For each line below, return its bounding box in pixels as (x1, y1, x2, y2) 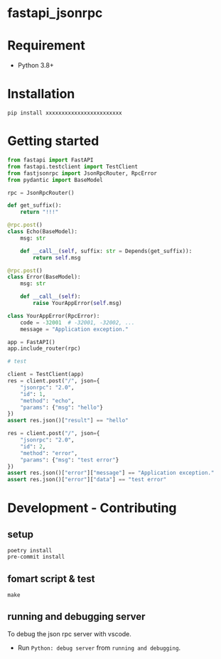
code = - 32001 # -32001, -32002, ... (20, 318, 135, 326)
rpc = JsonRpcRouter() (7, 189, 75, 196)
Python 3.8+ (17, 61, 55, 70)
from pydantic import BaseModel (7, 176, 103, 183)
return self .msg (33, 254, 81, 261)
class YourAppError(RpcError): (7, 312, 100, 319)
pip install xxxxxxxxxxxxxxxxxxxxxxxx (7, 109, 122, 117)
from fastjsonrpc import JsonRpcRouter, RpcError (7, 169, 158, 177)
